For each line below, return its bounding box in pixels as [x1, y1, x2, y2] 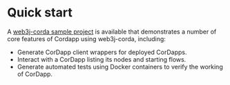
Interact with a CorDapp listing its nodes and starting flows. [17, 55, 186, 63]
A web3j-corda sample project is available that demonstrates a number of [7, 27, 217, 36]
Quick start [7, 5, 73, 21]
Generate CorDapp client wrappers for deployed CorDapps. [17, 48, 187, 56]
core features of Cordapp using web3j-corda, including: [7, 34, 166, 42]
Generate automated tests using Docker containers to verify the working [17, 62, 223, 71]
